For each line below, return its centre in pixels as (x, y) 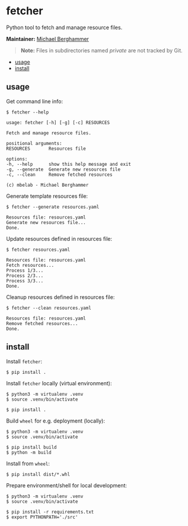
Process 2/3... (25, 275)
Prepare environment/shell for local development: (67, 485)
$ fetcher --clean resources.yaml (49, 308)
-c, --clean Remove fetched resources (59, 174)
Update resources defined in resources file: (59, 238)
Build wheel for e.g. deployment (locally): (56, 421)
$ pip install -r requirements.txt (50, 512)
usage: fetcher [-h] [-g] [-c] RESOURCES (58, 122)
